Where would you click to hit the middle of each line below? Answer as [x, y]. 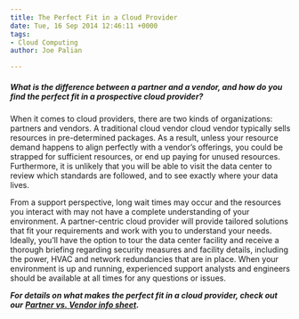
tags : [20, 34]
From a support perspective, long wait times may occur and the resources [145, 202]
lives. [20, 185]
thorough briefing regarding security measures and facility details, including [149, 249]
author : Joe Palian [46, 51]
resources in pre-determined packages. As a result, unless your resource [144, 138]
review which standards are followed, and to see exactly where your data [144, 176]
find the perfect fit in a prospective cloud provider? [107, 96]
